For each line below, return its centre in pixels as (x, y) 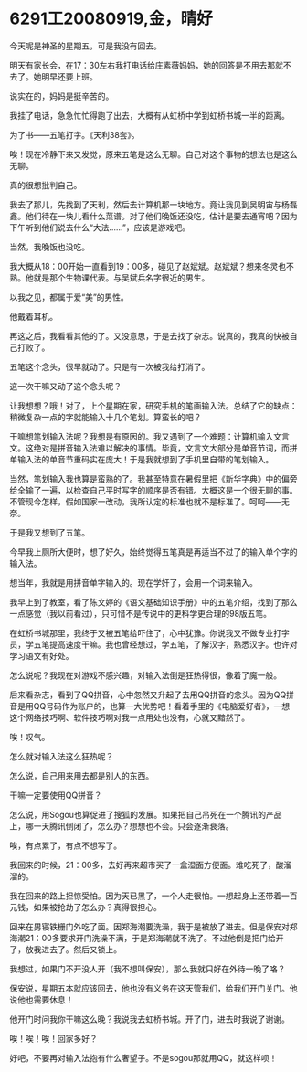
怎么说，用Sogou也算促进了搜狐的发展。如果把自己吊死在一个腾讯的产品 (146, 814)
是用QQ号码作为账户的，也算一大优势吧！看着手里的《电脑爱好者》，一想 (153, 706)
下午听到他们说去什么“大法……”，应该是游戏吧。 (100, 227)
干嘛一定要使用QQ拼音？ (56, 795)
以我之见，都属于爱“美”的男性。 (69, 297)
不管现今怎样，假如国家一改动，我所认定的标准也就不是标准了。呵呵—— (145, 501)
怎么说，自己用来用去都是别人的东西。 (81, 775)
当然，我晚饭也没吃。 (49, 247)
